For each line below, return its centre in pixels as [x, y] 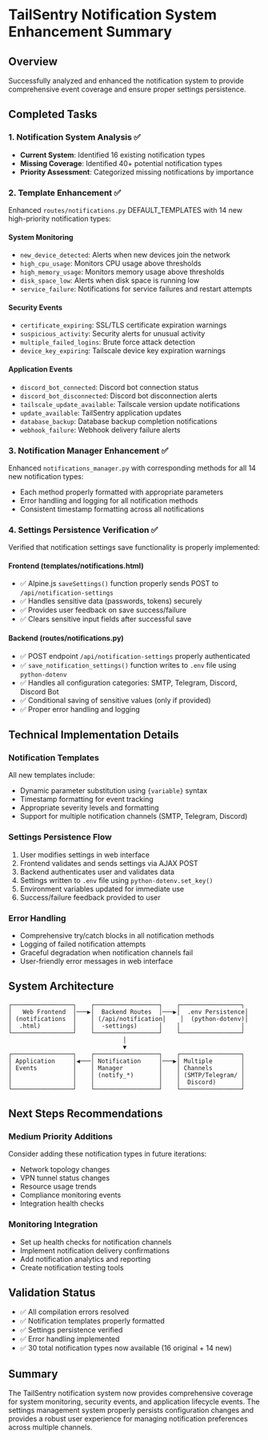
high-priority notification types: [60, 218]
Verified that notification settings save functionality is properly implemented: [134, 547]
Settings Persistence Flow [60, 837]
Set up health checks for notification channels [96, 1242]
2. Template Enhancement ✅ [65, 193]
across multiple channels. [50, 1427]
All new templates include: [52, 775]
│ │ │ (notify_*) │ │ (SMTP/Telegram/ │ [127, 1075]
